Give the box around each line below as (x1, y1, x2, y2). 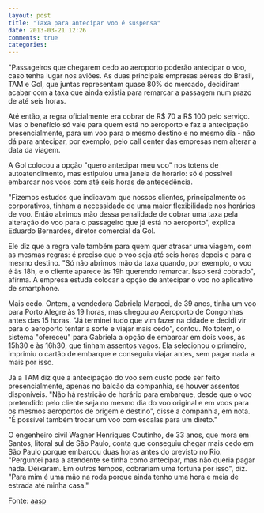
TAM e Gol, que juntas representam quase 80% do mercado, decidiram (8, 80, 240, 89)
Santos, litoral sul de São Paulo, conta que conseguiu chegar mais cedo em (8, 439, 255, 448)
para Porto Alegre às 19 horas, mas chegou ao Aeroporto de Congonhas (8, 307, 243, 317)
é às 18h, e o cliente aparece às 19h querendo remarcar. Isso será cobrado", (8, 266, 255, 277)
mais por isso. (8, 357, 54, 368)
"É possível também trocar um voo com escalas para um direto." (8, 415, 218, 424)
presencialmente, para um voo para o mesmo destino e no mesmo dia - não (8, 128, 255, 138)
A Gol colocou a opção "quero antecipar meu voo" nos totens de (8, 160, 219, 170)
